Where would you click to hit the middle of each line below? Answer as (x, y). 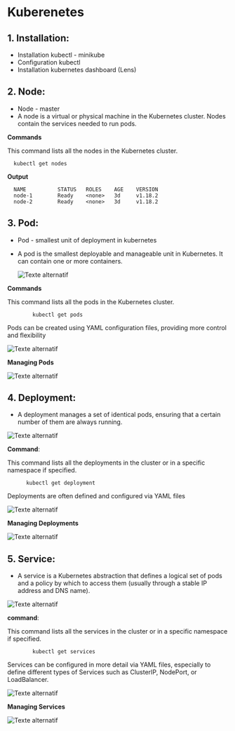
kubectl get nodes (41, 163)
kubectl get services (64, 652)
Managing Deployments (43, 524)
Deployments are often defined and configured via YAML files (96, 496)
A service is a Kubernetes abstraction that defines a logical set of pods (120, 576)
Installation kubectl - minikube (61, 55)
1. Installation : (39, 38)
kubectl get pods (58, 315)
